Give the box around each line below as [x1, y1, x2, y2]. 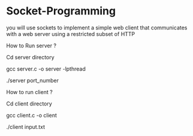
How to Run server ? [6, 42, 57, 49]
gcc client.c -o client [6, 111, 57, 119]
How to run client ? [6, 88, 53, 95]
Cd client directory [6, 100, 52, 107]
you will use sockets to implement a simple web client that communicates [6, 24, 188, 31]
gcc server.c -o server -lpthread [6, 65, 86, 72]
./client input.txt [6, 123, 46, 130]
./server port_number [6, 77, 59, 84]
